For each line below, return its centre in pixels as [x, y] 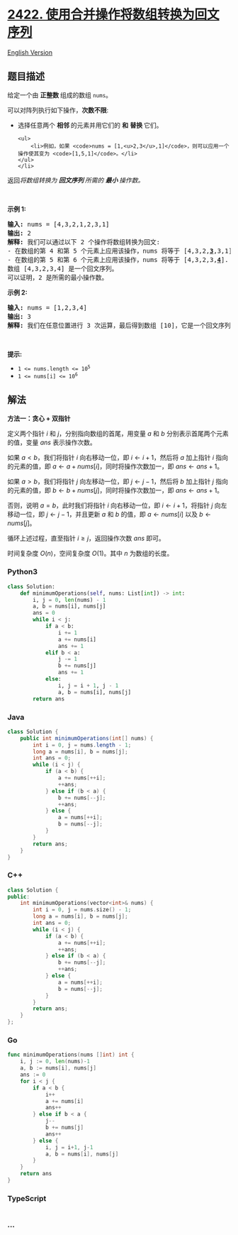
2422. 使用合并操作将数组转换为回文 [113, 15]
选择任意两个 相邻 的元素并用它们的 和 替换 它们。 [90, 125]
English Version [30, 52]
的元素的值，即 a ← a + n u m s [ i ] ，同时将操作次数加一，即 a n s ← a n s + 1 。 [115, 466]
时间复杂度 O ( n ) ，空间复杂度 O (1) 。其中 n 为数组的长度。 [90, 553]
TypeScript [27, 1198]
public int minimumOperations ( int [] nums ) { [87, 738]
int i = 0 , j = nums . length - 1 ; [82, 745]
